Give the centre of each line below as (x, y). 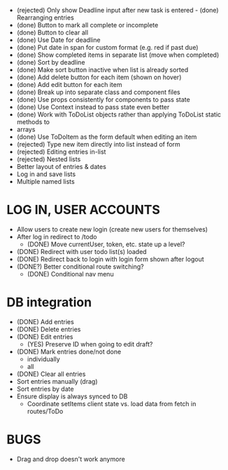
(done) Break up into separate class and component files (99, 92)
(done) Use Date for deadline (58, 40)
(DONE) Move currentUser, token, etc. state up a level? (106, 244)
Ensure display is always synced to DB (72, 396)
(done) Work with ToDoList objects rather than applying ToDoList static (119, 114)
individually (43, 359)
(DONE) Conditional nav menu (70, 274)
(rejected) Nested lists (49, 159)
